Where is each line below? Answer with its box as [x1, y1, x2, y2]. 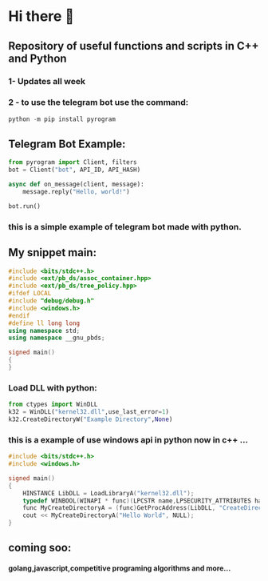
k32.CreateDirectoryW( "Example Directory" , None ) [8, 415, 173, 423]
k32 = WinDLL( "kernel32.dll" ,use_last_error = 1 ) [8, 408, 170, 416]
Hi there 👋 [8, 7, 74, 26]
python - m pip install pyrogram [8, 115, 116, 123]
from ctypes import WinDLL [8, 400, 98, 409]
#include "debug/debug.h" [8, 297, 94, 305]
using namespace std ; [8, 327, 81, 335]
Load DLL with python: [8, 382, 97, 393]
